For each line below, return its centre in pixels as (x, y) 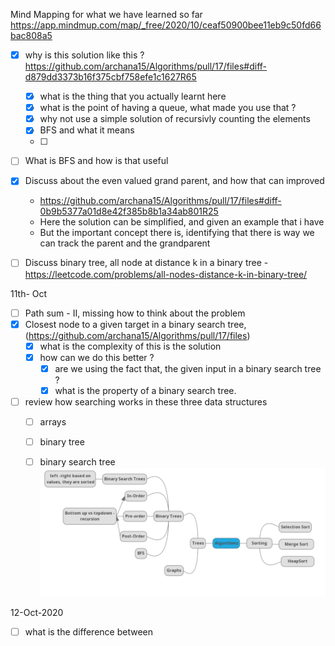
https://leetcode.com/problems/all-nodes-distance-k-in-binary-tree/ (166, 274)
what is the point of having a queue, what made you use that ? (168, 108)
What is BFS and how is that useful (96, 161)
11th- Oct (29, 293)
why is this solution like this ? (84, 55)
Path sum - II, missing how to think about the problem (135, 313)
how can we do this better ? (97, 357)
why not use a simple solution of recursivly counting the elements (175, 119)
